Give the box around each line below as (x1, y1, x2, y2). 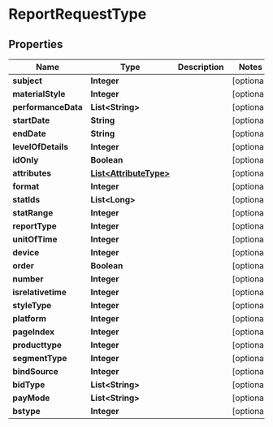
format (12, 181, 40, 192)
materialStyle (12, 89, 66, 99)
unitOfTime (12, 233, 58, 245)
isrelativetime (12, 286, 67, 298)
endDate (12, 128, 46, 139)
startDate (12, 115, 50, 126)
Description (177, 62, 225, 72)
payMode (12, 392, 50, 403)
